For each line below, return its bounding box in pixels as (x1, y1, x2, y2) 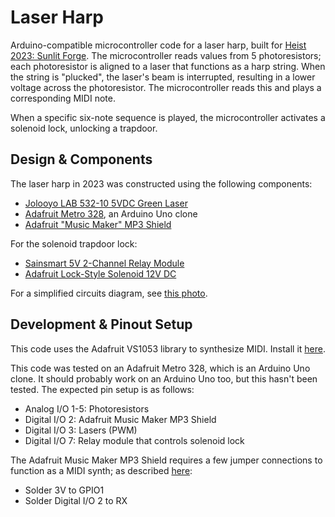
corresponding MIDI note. (10, 92, 116, 104)
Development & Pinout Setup (10, 316, 193, 333)
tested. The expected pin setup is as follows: (10, 383, 195, 395)
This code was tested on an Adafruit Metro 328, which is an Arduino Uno (10, 362, 311, 374)
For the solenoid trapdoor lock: (10, 237, 138, 250)
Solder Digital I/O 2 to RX (24, 494, 128, 506)
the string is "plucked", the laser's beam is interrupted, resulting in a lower (10, 71, 316, 83)
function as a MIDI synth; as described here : (10, 464, 193, 476)
